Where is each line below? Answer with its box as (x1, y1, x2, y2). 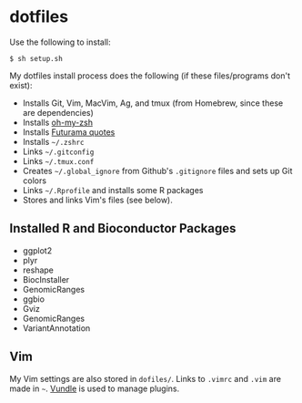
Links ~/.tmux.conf (22, 155, 95, 166)
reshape (22, 264, 55, 275)
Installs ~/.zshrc (22, 136, 85, 147)
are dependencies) (22, 107, 94, 118)
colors (22, 175, 47, 186)
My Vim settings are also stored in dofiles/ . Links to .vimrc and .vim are (9, 373, 282, 384)
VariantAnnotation (22, 322, 91, 334)
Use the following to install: (9, 36, 111, 47)
